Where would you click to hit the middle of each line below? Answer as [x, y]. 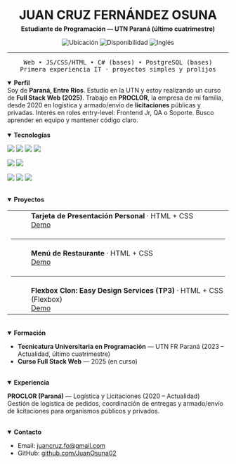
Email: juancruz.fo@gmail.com [61, 446]
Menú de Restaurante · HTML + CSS [92, 253]
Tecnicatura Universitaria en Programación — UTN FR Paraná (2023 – [121, 347]
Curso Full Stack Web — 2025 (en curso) [78, 362]
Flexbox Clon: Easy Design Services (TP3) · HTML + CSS [127, 291]
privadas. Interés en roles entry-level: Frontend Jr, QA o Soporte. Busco [111, 113]
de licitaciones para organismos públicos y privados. [84, 411]
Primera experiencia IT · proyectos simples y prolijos [118, 69]
